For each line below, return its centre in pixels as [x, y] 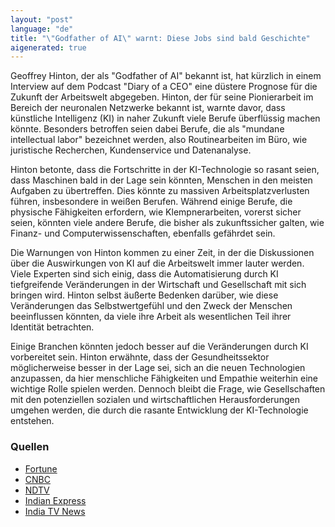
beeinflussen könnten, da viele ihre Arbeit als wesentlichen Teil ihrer [151, 317]
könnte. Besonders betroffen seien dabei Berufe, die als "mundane [147, 129]
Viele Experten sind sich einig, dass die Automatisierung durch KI [144, 274]
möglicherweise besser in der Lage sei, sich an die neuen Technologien [158, 368]
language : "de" [42, 29]
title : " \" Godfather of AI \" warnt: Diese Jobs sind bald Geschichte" [160, 38]
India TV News [55, 511]
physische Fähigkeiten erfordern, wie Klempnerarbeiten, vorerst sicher [156, 212]
